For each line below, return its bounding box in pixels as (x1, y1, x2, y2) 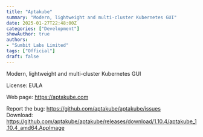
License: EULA (6, 82, 43, 89)
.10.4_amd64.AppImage (6, 124, 65, 131)
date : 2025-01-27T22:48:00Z (6, 20, 77, 26)
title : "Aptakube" (6, 8, 53, 15)
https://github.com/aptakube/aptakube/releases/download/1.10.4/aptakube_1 (6, 118, 197, 125)
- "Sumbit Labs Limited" (6, 43, 69, 49)
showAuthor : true (6, 31, 50, 37)
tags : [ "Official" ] (6, 48, 56, 54)
